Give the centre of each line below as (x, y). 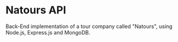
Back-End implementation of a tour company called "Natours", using (89, 26)
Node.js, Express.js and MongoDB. (48, 32)
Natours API (36, 10)
